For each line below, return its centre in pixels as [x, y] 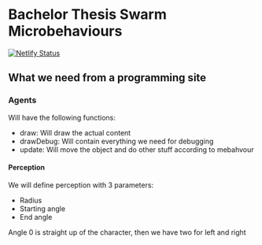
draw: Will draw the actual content [75, 132]
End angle [36, 217]
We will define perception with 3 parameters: [81, 185]
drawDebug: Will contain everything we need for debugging [116, 141]
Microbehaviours [65, 31]
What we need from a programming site [107, 78]
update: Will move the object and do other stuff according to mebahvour [137, 149]
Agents [22, 100]
